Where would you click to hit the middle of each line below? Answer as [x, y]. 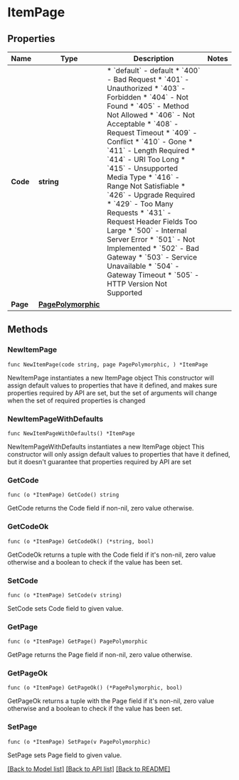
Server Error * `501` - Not [151, 239]
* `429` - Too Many [140, 204]
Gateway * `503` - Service [152, 257]
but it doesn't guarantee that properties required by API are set [100, 461]
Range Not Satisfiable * [146, 186]
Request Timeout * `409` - [152, 133]
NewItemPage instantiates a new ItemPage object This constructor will [111, 378]
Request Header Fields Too [152, 221]
